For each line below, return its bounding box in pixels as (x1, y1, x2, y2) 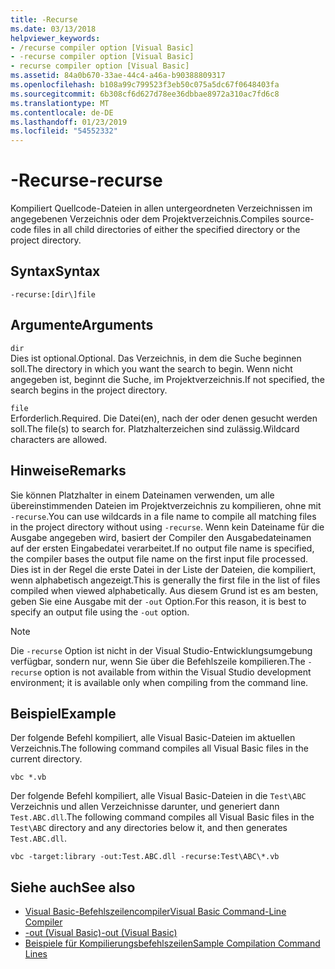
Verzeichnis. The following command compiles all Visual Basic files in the (10, 742, 309, 755)
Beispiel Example (10, 705, 117, 722)
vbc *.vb (10, 772, 47, 783)
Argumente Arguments (10, 317, 154, 334)
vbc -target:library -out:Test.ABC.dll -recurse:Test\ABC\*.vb (10, 852, 280, 862)
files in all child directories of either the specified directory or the (33, 224, 301, 236)
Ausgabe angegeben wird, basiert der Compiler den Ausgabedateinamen (10, 531, 312, 543)
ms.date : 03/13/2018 (10, 24, 97, 34)
